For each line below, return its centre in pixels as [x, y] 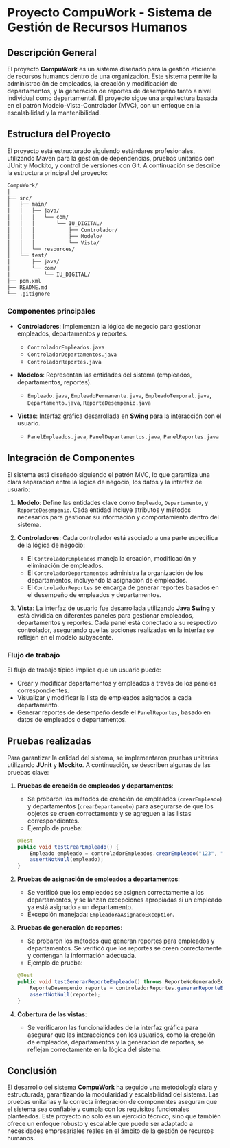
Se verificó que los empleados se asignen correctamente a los [116, 893]
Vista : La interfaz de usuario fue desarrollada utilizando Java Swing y [116, 608]
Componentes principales [51, 312]
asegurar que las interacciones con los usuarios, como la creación [121, 1035]
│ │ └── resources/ [41, 249]
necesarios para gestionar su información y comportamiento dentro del [118, 517]
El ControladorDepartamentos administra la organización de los [115, 573]
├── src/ [20, 198]
